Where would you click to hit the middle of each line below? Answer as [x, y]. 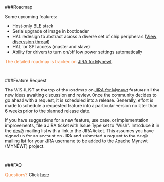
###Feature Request [26, 80]
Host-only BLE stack [33, 26]
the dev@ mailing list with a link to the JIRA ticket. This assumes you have [80, 131]
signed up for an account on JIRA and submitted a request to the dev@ [77, 136]
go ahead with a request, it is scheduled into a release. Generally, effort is [79, 100]
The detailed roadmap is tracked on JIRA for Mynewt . [59, 61]
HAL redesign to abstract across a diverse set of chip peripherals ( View [84, 36]
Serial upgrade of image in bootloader [50, 31]
